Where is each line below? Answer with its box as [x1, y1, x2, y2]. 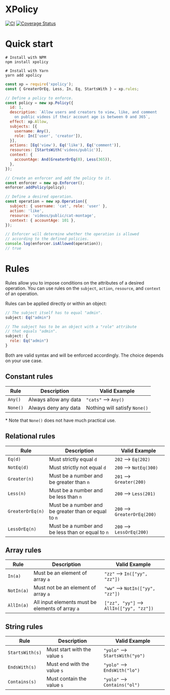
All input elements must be [33, 598, 97, 606]
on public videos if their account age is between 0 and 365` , [14, 114, 151, 120]
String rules [5, 622, 43, 631]
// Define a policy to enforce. [5, 96, 73, 101]
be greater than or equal [49, 508, 107, 515]
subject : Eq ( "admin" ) [5, 315, 51, 320]
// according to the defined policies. [5, 236, 90, 242]
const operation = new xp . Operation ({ [5, 199, 87, 204]
